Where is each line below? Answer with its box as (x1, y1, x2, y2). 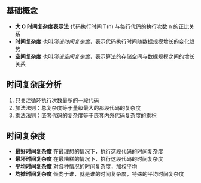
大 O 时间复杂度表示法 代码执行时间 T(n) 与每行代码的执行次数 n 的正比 (14, 23, 190, 30)
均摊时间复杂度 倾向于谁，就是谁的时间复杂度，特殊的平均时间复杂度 (14, 170, 184, 178)
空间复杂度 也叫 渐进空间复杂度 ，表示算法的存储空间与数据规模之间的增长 (14, 53, 195, 60)
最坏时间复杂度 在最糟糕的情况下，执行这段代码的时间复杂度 (14, 155, 163, 163)
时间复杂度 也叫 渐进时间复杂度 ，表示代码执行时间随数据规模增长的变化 (14, 38, 190, 45)
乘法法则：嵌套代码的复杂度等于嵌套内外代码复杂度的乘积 (14, 112, 157, 119)
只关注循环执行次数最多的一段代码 (14, 97, 99, 104)
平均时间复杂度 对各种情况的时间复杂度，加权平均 (14, 163, 138, 170)
